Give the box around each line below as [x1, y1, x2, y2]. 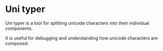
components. [5, 25, 33, 31]
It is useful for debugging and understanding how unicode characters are [5, 35, 158, 41]
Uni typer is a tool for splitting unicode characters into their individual [5, 20, 149, 26]
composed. [5, 40, 29, 46]
